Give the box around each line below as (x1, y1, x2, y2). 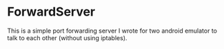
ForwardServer (7, 4, 96, 20)
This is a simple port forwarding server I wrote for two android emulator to (7, 27, 218, 35)
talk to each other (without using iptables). (7, 33, 128, 42)
